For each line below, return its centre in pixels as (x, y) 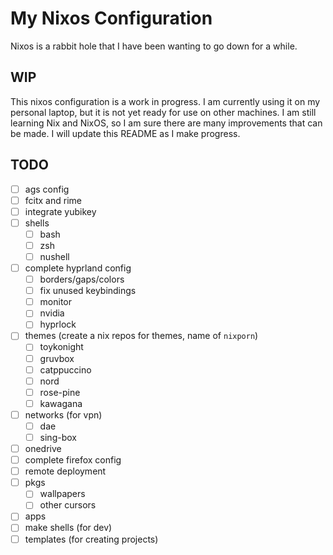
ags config (47, 189)
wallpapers (62, 494)
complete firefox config (73, 460)
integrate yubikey (60, 211)
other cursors (68, 505)
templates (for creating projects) (91, 539)
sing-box (58, 437)
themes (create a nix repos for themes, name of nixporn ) (141, 336)
